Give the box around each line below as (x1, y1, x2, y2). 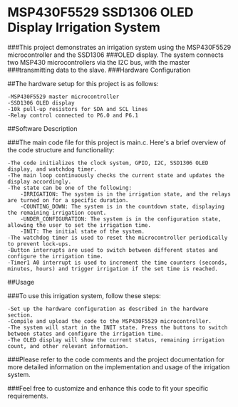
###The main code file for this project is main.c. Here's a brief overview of (7, 138, 227, 147)
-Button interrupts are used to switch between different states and (7, 246, 219, 253)
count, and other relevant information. (7, 342, 130, 349)
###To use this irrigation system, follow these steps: (7, 291, 162, 300)
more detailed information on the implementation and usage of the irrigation (7, 362, 230, 371)
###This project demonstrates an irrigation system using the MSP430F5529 (7, 43, 232, 51)
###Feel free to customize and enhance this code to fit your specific (7, 384, 209, 392)
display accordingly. (7, 178, 72, 185)
